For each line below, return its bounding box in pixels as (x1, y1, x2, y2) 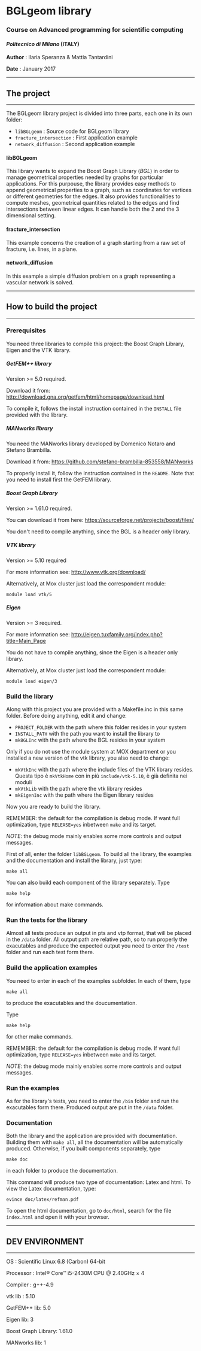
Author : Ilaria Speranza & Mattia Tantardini (6, 54, 113, 61)
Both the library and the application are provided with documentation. (6, 1133, 178, 1140)
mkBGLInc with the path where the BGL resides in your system (14, 736, 166, 743)
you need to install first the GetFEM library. (6, 476, 112, 483)
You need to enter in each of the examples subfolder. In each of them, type (6, 977, 191, 984)
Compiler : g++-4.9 (6, 1281, 54, 1288)
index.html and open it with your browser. (6, 1213, 109, 1221)
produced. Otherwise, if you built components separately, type (6, 1145, 161, 1152)
